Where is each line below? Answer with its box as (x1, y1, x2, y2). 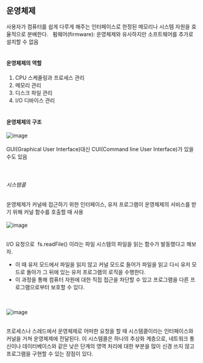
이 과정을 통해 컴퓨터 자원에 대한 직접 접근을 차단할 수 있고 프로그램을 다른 (14, 276, 189, 283)
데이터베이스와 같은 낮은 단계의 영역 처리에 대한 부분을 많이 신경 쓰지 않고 (22, 342, 195, 350)
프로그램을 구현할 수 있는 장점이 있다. (6, 350, 94, 358)
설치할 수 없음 (6, 38, 39, 45)
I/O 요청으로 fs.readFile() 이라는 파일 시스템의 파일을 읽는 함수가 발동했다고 (6, 241, 185, 248)
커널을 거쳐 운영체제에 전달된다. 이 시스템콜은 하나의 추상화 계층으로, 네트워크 (6, 335, 188, 342)
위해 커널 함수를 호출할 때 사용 (12, 208, 83, 216)
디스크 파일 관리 (14, 90, 53, 97)
